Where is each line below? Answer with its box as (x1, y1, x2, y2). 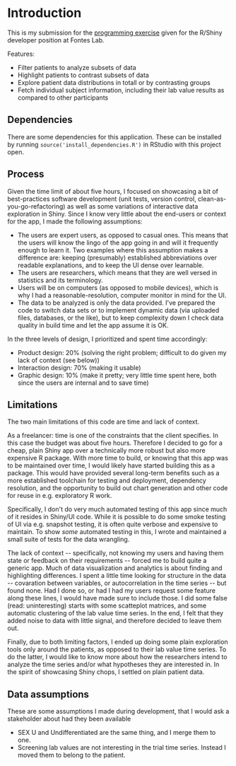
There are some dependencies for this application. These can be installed (7, 132, 222, 141)
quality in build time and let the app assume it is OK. (17, 320, 169, 330)
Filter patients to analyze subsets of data (17, 63, 136, 71)
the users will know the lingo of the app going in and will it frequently (17, 238, 219, 247)
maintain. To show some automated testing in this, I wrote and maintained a (7, 528, 227, 536)
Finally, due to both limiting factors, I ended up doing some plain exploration (7, 638, 228, 646)
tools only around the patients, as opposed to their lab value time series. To (7, 645, 227, 654)
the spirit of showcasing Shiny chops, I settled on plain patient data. (7, 668, 205, 676)
